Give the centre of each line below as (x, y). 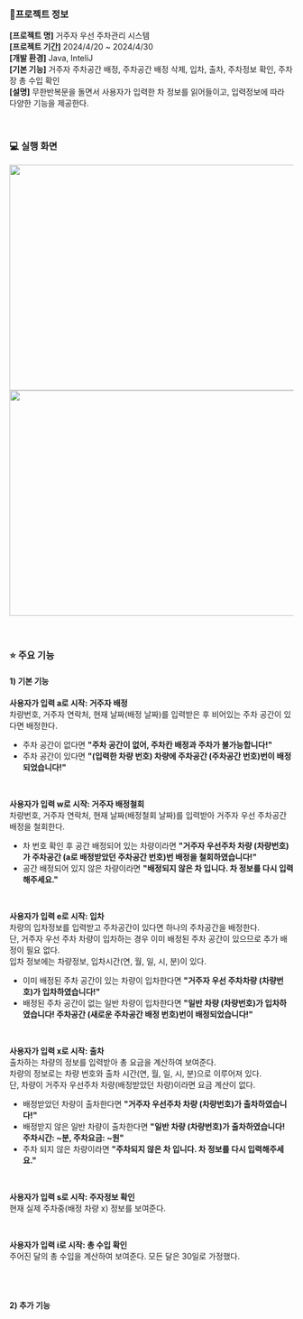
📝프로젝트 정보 (39, 14)
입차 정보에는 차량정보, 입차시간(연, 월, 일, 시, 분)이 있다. (108, 961)
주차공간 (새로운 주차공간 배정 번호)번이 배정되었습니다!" (155, 1014)
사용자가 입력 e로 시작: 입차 (57, 916)
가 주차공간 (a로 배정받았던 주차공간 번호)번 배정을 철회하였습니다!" (139, 857)
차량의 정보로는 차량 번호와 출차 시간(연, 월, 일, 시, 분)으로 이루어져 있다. (136, 1073)
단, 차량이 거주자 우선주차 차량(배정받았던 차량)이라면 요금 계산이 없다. (133, 1084)
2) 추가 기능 (30, 1305)
